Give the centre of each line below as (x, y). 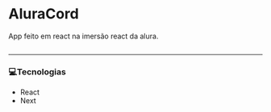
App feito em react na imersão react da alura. (83, 36)
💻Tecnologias (37, 71)
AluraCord (44, 14)
